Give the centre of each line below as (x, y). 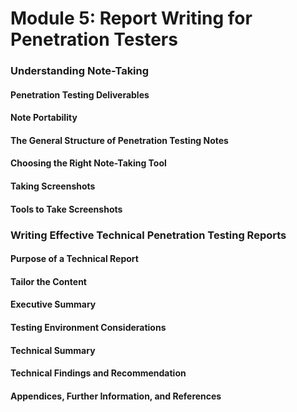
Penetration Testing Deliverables (80, 94)
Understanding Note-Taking (80, 71)
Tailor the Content (49, 281)
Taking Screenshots (53, 186)
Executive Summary (53, 304)
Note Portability (44, 118)
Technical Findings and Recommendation (98, 373)
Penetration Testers (94, 39)
